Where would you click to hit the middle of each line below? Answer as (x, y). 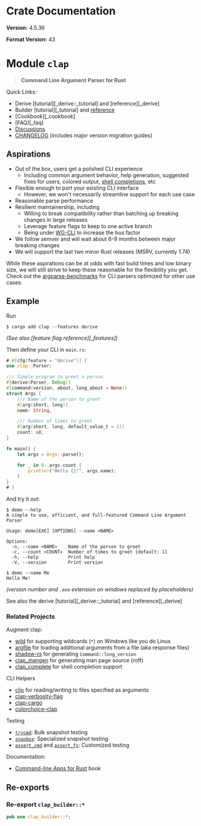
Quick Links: (22, 92)
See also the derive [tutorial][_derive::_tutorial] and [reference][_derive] (94, 601)
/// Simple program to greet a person (55, 377)
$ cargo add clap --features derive (52, 327)
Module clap (37, 64)
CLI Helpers (21, 678)
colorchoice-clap (36, 709)
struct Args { (24, 393)
